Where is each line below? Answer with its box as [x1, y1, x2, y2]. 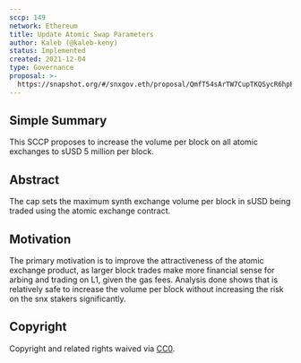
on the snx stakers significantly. [9, 293, 127, 305]
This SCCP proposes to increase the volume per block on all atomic [9, 136, 258, 148]
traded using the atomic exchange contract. [9, 205, 171, 216]
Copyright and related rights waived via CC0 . [9, 342, 176, 354]
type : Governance [9, 64, 74, 73]
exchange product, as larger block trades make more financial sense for [9, 265, 275, 276]
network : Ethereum [9, 22, 78, 30]
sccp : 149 [9, 13, 47, 22]
